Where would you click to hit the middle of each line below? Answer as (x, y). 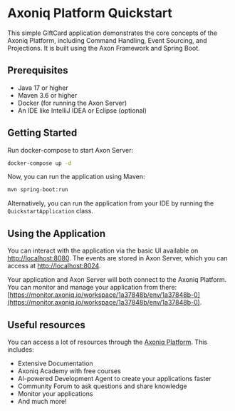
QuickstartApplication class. (51, 211)
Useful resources (46, 325)
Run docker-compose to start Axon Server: (70, 150)
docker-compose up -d (40, 163)
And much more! (42, 401)
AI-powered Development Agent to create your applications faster (114, 378)
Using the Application (57, 233)
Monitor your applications (55, 393)
